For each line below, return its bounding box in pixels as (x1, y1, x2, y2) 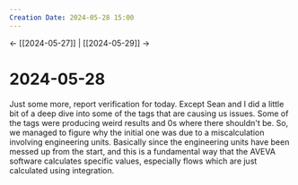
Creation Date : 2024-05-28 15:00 (9, 13, 135, 22)
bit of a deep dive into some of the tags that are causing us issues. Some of (9, 108, 289, 119)
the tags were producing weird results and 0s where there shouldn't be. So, (9, 117, 289, 128)
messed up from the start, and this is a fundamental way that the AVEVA (9, 146, 276, 156)
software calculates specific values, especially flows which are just (9, 156, 258, 166)
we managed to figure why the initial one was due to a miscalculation (9, 127, 265, 138)
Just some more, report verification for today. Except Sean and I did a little (9, 98, 285, 109)
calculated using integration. (9, 164, 115, 175)
